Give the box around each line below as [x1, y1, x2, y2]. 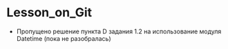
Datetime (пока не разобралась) [16, 34, 111, 42]
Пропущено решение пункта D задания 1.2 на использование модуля [16, 27, 222, 35]
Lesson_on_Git [6, 5, 93, 20]
